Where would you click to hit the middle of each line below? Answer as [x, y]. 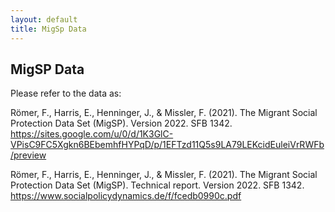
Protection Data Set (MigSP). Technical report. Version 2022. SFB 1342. [157, 185]
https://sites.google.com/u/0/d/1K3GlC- [92, 134]
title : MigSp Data [48, 29]
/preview [28, 155]
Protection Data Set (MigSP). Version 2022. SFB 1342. [121, 123]
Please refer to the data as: [66, 93]
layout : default [44, 19]
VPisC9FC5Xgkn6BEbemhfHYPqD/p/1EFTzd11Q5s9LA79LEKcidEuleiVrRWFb [167, 145]
